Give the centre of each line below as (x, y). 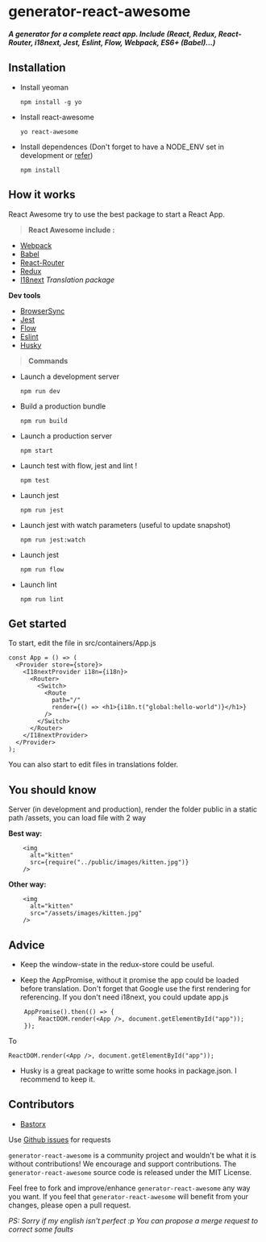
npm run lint (42, 599)
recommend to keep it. (57, 1079)
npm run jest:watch (53, 540)
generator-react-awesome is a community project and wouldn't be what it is (132, 1155)
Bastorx (33, 1124)
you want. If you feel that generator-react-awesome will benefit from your (128, 1196)
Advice (27, 945)
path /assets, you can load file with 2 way (77, 818)
